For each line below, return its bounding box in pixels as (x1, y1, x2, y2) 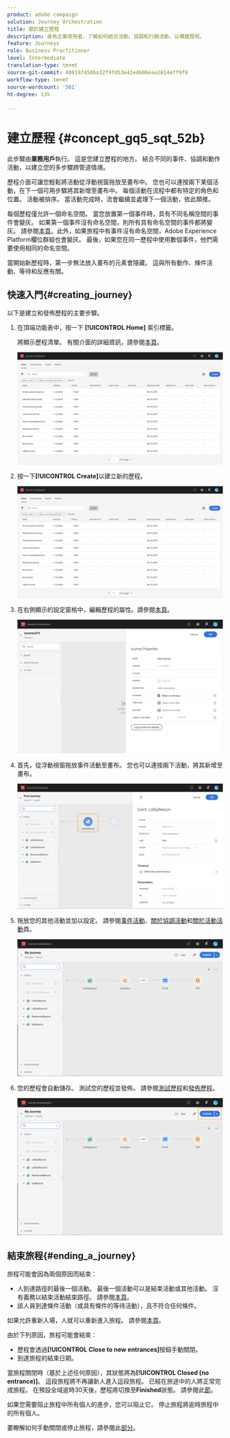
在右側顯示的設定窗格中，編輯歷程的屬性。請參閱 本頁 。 (16, 605, 173, 614)
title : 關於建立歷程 (7, 25, 60, 32)
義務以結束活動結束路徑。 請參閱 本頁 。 (23, 1292, 133, 1301)
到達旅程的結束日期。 (16, 1353, 77, 1362)
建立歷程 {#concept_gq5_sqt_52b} (7, 131, 205, 146)
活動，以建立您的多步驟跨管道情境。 (7, 164, 110, 172)
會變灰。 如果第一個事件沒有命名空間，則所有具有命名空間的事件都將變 (12, 218, 213, 227)
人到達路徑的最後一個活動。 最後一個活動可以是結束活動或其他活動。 (16, 1284, 211, 1292)
